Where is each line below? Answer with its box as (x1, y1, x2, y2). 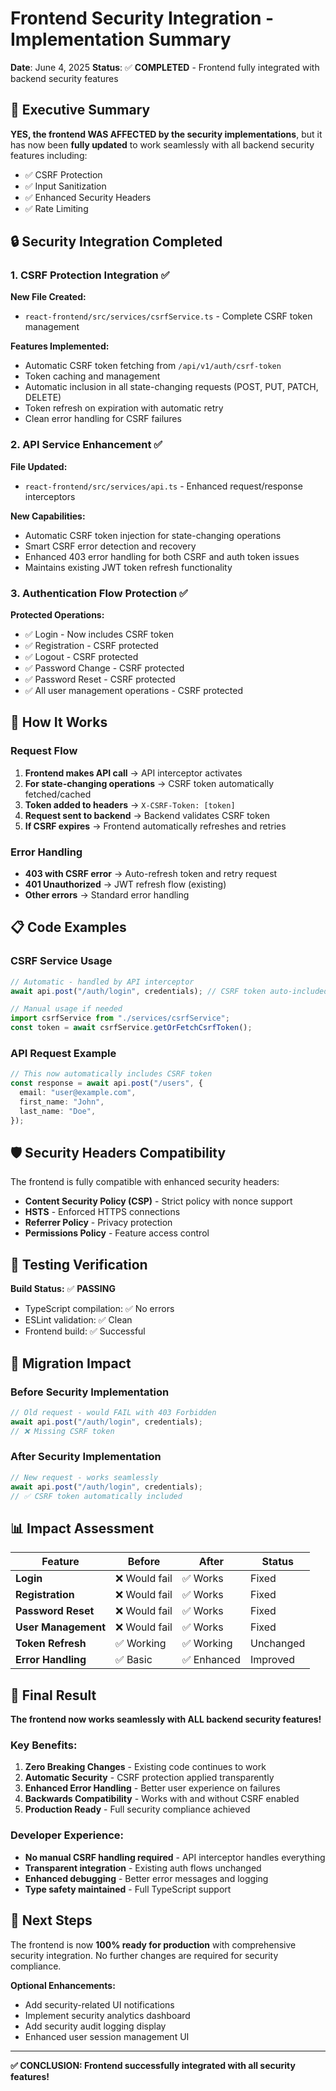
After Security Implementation (10, 1450, 162, 1464)
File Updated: (10, 460, 68, 472)
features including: (10, 149, 88, 161)
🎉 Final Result (10, 1687, 97, 1704)
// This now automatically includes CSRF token (10, 1069, 213, 1079)
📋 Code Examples (10, 919, 127, 936)
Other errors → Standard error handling (24, 889, 190, 901)
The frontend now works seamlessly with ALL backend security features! (10, 1713, 322, 1726)
